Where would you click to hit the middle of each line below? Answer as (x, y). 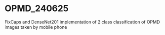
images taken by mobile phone (36, 27)
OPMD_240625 (37, 9)
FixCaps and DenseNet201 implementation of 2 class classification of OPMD (82, 22)
